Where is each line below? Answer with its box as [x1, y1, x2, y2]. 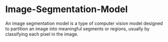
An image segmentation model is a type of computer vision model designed [5, 20, 163, 26]
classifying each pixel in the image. [5, 31, 78, 37]
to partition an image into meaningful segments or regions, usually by [5, 25, 150, 31]
